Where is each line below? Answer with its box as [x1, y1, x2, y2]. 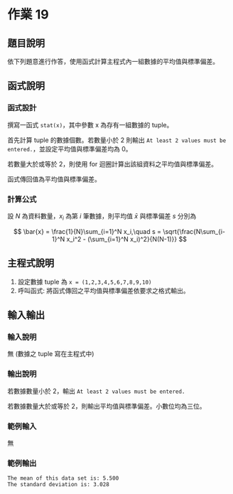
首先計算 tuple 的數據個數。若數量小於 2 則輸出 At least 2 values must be [7, 136, 227, 144]
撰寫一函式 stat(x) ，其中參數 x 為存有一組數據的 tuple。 [7, 120, 173, 129]
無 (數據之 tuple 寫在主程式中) [7, 350, 94, 358]
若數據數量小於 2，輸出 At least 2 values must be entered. [7, 387, 185, 395]
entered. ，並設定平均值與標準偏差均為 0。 [7, 144, 133, 153]
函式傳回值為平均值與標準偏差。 [7, 175, 101, 183]
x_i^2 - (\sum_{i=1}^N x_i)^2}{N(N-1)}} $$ [66, 235, 187, 243]
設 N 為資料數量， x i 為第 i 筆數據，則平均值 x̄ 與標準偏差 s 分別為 [7, 211, 197, 222]
